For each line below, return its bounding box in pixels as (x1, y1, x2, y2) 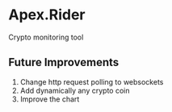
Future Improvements (8, 56, 120, 69)
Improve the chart (19, 94, 80, 104)
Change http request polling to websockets (19, 77, 164, 86)
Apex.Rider (8, 6, 86, 24)
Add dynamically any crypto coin (19, 85, 130, 95)
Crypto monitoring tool (8, 32, 84, 42)
